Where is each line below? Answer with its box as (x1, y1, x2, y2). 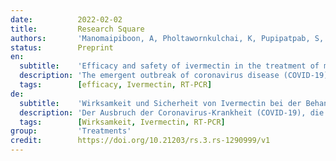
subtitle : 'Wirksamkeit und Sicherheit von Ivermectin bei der (19, 98, 302, 108)
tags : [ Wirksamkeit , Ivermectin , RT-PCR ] (19, 117, 226, 127)
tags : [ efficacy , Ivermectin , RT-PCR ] (19, 80, 213, 90)
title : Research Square (10, 24, 145, 34)
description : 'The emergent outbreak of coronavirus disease (19, 71, 280, 81)
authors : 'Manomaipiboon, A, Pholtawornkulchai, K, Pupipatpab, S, (10, 33, 325, 43)
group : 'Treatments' (10, 126, 132, 136)
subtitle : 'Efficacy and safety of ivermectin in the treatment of (19, 61, 320, 71)
